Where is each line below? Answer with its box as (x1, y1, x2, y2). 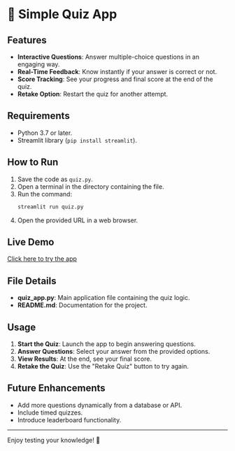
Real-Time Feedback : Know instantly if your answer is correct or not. (17, 68, 218, 76)
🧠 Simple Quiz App (7, 6, 117, 22)
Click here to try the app (7, 255, 77, 263)
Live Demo (7, 236, 55, 248)
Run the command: (17, 189, 72, 198)
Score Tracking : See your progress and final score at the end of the (17, 75, 213, 83)
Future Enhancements (7, 382, 106, 394)
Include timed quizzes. (17, 408, 83, 417)
